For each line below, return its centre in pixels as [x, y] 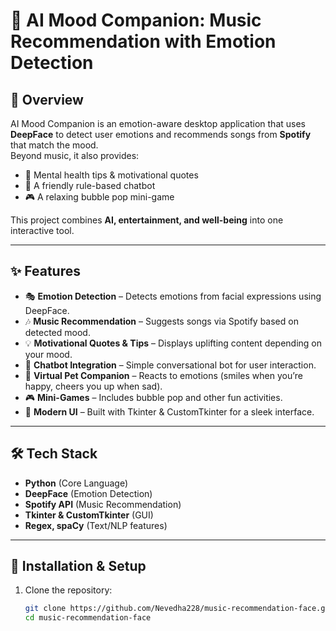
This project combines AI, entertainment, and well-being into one [147, 220]
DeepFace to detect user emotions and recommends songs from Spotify [161, 134]
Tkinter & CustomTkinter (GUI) [89, 515]
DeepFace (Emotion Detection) [88, 493]
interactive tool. [42, 230]
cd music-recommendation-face [88, 618]
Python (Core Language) [76, 483]
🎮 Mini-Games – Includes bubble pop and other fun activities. [153, 397]
